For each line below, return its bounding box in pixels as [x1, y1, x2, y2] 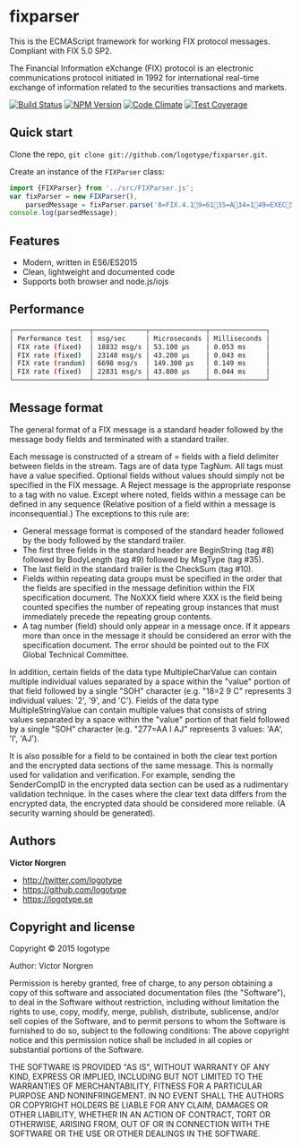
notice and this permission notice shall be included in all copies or [9, 1035, 253, 1046]
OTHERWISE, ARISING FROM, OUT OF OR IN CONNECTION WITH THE [9, 1119, 271, 1130]
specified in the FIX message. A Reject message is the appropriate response [9, 479, 291, 490]
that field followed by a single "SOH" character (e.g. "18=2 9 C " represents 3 [9, 685, 292, 696]
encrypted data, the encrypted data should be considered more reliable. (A [9, 798, 287, 808]
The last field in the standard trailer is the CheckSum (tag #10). [21, 563, 254, 574]
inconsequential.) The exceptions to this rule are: [9, 508, 190, 518]
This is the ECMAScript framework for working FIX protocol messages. [9, 36, 271, 47]
